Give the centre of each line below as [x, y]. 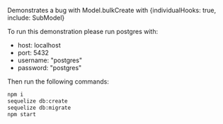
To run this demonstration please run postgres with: [82, 32]
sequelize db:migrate [39, 108]
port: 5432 [33, 53]
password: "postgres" [50, 68]
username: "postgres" [50, 60]
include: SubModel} [36, 18]
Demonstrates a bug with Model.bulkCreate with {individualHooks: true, [112, 10]
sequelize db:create [38, 101]
